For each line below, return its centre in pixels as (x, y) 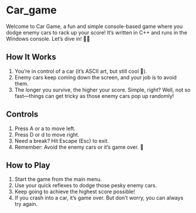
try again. (26, 204)
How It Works (31, 57)
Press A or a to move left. (45, 128)
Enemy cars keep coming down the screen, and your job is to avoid (95, 77)
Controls (22, 114)
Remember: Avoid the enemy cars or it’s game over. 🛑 (79, 147)
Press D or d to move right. (47, 134)
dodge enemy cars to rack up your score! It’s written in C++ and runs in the (97, 32)
